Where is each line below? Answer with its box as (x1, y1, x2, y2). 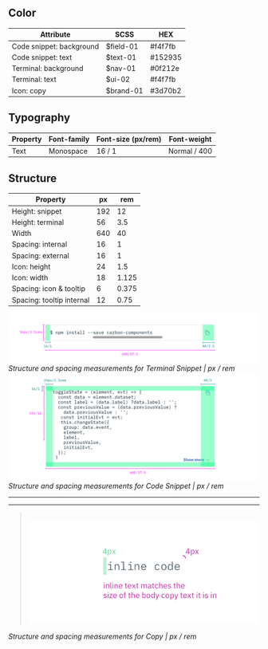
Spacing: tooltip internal (11, 295, 90, 305)
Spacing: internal (11, 239, 68, 250)
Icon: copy (11, 85, 46, 95)
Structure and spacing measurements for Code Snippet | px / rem (8, 482, 225, 491)
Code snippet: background (11, 41, 100, 51)
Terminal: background (11, 64, 84, 73)
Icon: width (11, 273, 49, 282)
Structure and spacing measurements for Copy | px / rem (8, 631, 197, 641)
